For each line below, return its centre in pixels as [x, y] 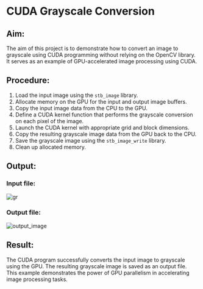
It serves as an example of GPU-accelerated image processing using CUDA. [102, 61]
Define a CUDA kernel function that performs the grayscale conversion [104, 115]
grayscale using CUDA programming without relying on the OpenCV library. [101, 55]
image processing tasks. [37, 279]
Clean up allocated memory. [51, 147]
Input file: [21, 184]
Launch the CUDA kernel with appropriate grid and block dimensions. [102, 127]
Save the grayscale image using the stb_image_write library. [91, 140]
